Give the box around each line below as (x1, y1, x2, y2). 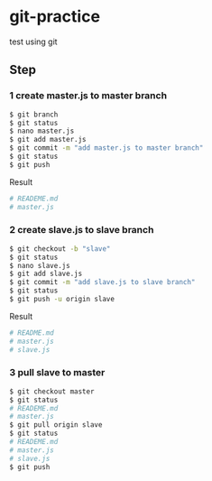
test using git (9, 36, 58, 47)
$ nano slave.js (9, 261, 70, 270)
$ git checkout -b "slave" (9, 244, 111, 254)
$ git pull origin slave (9, 421, 103, 430)
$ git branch (9, 110, 59, 119)
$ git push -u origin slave (9, 295, 115, 304)
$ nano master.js (9, 126, 75, 136)
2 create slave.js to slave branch (9, 224, 154, 236)
